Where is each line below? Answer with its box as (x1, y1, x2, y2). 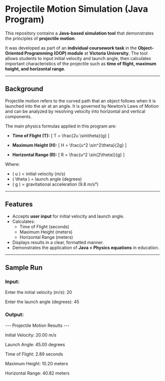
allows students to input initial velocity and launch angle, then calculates (5, 55, 151, 61)
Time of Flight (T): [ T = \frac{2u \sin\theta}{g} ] (12, 132, 110, 138)
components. (5, 113, 32, 119)
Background (5, 85, 43, 93)
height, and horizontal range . (5, 65, 65, 72)
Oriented (5, 50, 24, 56)
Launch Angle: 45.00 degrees (5, 341, 65, 348)
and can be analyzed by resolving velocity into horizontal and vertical (5, 108, 146, 114)
